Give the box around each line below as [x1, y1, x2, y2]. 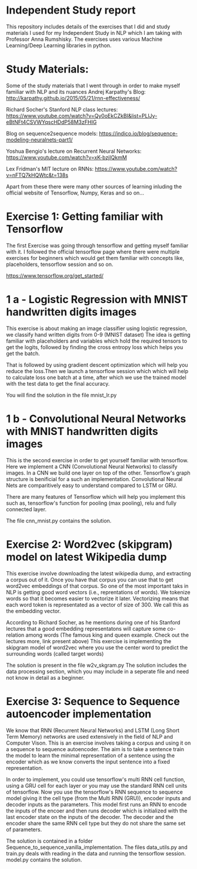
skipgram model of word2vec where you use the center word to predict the [6, 644, 188, 651]
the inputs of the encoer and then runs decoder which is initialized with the [6, 807, 188, 814]
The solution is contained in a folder [6, 837, 93, 844]
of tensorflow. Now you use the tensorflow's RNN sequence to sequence [6, 788, 183, 795]
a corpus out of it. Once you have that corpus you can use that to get [6, 576, 173, 583]
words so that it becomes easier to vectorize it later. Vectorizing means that [6, 595, 189, 602]
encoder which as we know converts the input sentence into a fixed [6, 758, 171, 765]
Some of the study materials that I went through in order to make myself [6, 82, 181, 89]
